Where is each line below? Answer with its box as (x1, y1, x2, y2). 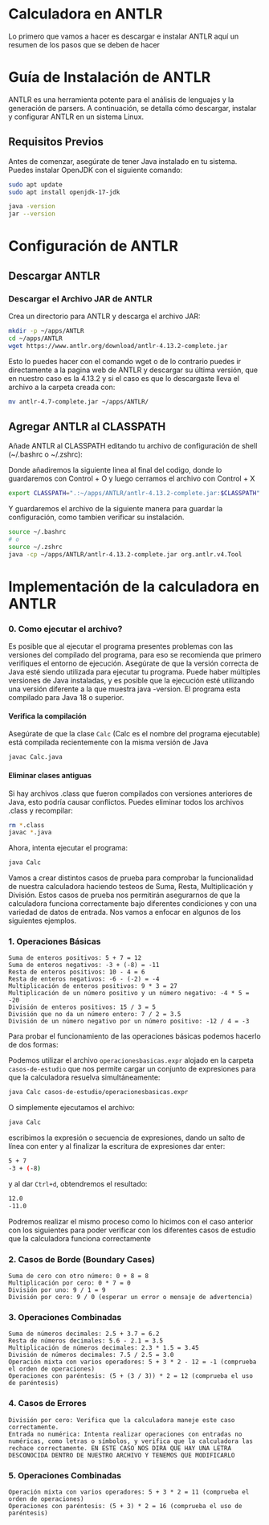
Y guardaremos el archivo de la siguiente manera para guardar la (8, 504, 223, 514)
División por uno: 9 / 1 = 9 (8, 1285, 106, 1294)
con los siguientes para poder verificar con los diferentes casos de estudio (8, 1225, 256, 1235)
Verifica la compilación (8, 711, 87, 720)
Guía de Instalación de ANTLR (8, 68, 211, 87)
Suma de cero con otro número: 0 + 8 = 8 (8, 1272, 149, 1280)
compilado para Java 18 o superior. (8, 693, 124, 703)
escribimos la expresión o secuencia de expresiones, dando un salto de (8, 1133, 246, 1142)
